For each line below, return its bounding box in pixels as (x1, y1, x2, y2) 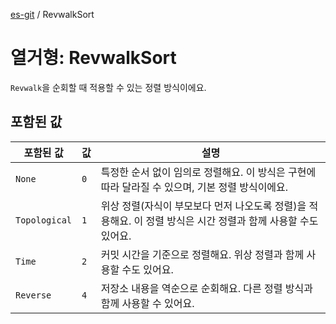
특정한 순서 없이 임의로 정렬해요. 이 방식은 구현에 (100, 165, 317, 179)
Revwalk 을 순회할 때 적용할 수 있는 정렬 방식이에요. (10, 81, 207, 93)
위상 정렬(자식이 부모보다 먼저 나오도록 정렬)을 (100, 199, 307, 213)
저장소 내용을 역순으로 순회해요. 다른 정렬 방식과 (100, 281, 313, 295)
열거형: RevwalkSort (10, 47, 177, 69)
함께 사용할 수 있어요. (100, 296, 195, 310)
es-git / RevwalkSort (10, 9, 95, 20)
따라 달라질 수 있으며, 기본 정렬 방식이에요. (100, 180, 289, 194)
